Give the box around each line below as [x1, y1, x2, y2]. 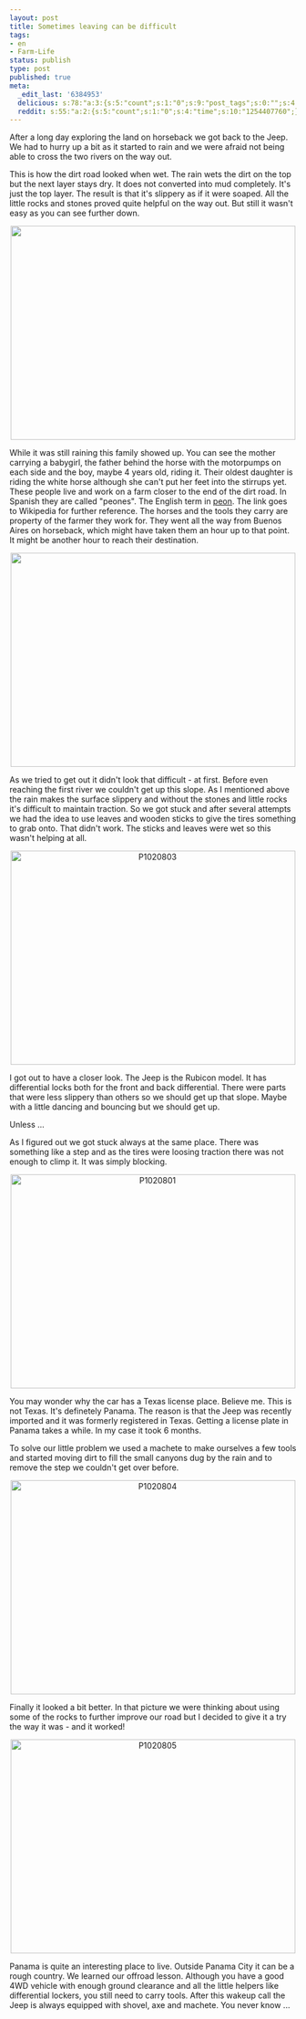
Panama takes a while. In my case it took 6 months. [9, 1425, 202, 1436]
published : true [9, 73, 71, 82]
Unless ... [9, 1120, 46, 1130]
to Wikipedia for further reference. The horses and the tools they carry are [9, 506, 289, 517]
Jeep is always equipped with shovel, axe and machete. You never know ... [9, 2000, 291, 2011]
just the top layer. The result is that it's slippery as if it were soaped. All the [9, 188, 290, 199]
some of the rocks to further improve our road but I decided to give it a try [9, 1711, 287, 1722]
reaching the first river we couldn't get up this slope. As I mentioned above [9, 784, 290, 795]
